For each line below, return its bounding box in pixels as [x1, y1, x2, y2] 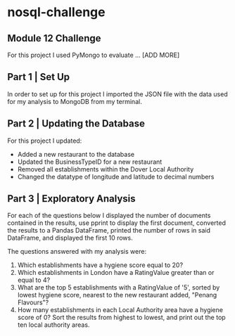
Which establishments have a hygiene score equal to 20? [17, 261, 184, 269]
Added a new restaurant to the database [17, 150, 135, 158]
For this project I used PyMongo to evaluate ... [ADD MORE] [7, 51, 180, 59]
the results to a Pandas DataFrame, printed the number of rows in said [7, 226, 211, 235]
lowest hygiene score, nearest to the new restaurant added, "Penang [17, 291, 217, 299]
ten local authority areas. [17, 321, 90, 329]
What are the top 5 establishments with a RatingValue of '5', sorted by [17, 283, 220, 292]
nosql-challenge [7, 4, 106, 20]
